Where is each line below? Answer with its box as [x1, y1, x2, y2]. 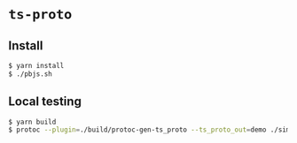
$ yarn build [8, 117, 57, 126]
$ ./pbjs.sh [8, 69, 52, 79]
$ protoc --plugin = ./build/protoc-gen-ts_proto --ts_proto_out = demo [8, 125, 267, 134]
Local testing [8, 94, 82, 109]
